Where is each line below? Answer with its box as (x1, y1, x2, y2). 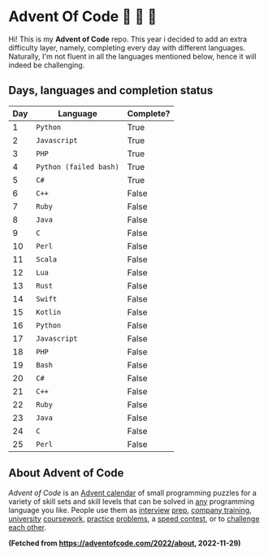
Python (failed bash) (36, 162, 119, 172)
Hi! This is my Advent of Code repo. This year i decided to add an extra (8, 34, 248, 44)
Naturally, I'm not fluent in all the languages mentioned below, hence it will (8, 51, 257, 61)
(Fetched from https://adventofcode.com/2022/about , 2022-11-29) (8, 538, 241, 548)
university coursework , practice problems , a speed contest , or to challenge (8, 514, 260, 523)
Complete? (127, 107, 171, 119)
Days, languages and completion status (8, 84, 214, 98)
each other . (8, 522, 47, 532)
